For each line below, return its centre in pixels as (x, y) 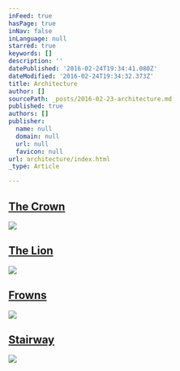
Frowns (28, 295)
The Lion (31, 251)
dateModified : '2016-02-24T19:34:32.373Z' (81, 76)
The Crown (37, 206)
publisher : (27, 122)
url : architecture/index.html (60, 159)
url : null (32, 144)
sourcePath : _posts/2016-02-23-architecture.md (90, 99)
